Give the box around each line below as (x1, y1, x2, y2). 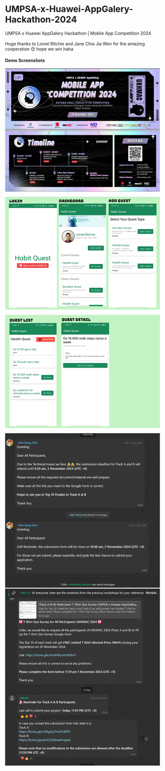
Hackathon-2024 (5, 14, 77, 25)
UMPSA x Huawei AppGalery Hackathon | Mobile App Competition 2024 (5, 30, 151, 36)
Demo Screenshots (5, 57, 45, 63)
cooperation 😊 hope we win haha (5, 46, 74, 52)
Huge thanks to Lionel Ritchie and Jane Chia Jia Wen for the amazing (5, 40, 145, 46)
